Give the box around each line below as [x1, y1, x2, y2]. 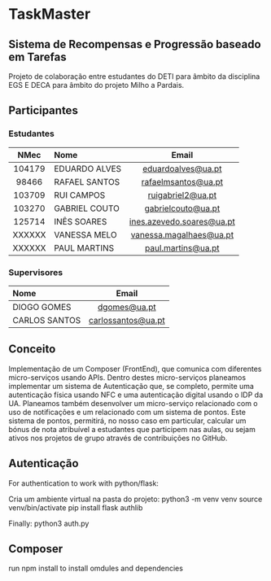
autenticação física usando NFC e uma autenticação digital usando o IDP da [8, 390, 264, 400]
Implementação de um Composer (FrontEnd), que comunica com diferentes [8, 364, 262, 373]
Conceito [8, 343, 56, 356]
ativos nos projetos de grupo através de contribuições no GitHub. [8, 433, 228, 443]
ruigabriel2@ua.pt [147, 189, 217, 200]
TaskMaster [8, 5, 91, 24]
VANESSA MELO [54, 229, 117, 240]
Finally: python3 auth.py [8, 518, 90, 528]
